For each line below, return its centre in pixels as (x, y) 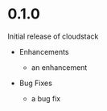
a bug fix (46, 98)
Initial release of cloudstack (53, 36)
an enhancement (59, 67)
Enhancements (44, 51)
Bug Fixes (36, 83)
